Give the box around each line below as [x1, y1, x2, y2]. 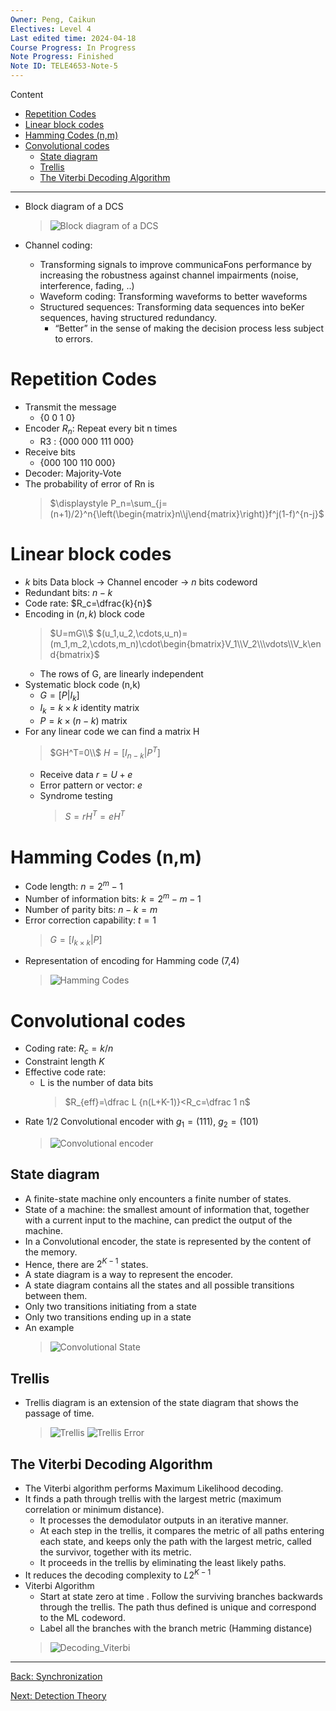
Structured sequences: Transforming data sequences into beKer [39, 301, 305, 313]
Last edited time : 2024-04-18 [10, 33, 137, 43]
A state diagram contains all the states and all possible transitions [24, 1279, 295, 1291]
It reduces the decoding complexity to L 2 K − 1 [24, 1567, 212, 1581]
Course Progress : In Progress [10, 42, 137, 53]
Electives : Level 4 [10, 24, 92, 34]
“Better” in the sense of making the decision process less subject [54, 322, 325, 334]
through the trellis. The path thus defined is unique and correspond [39, 1601, 317, 1613]
